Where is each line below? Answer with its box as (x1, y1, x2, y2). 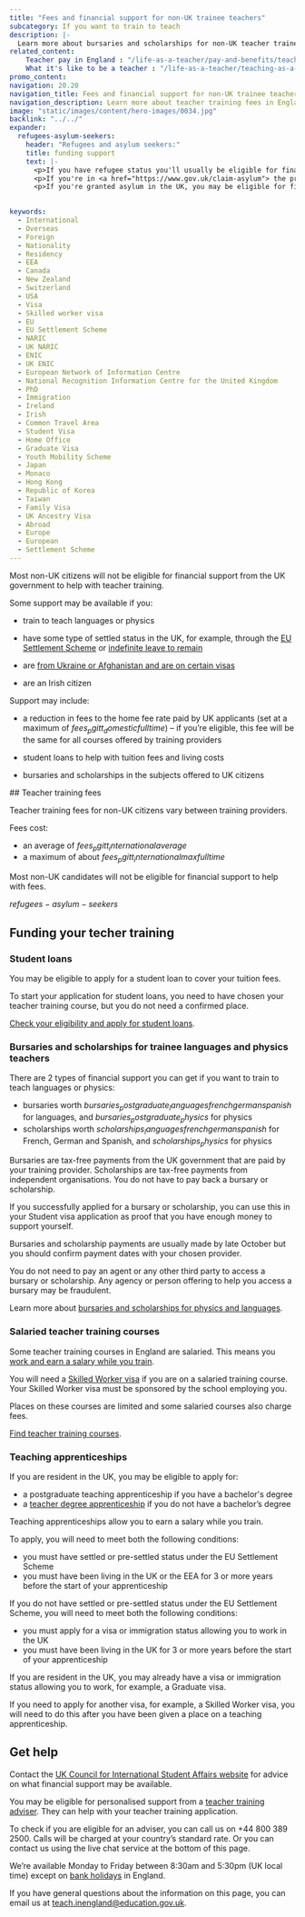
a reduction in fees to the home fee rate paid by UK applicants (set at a (22, 713, 288, 724)
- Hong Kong (17, 478, 64, 487)
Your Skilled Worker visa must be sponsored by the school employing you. (9, 1383, 288, 1393)
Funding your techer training (9, 924, 175, 941)
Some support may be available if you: (9, 597, 153, 608)
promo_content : (9, 73, 67, 82)
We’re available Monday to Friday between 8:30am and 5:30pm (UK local (9, 1860, 283, 1871)
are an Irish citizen (22, 677, 93, 688)
